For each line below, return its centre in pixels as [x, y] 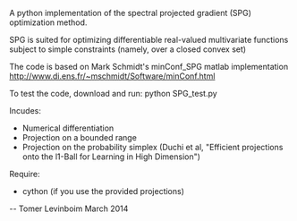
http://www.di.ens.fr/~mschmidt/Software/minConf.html [112, 76]
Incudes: [25, 110]
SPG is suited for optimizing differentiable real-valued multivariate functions [149, 40]
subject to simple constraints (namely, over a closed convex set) [128, 49]
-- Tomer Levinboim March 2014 [69, 208]
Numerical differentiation [68, 128]
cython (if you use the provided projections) [103, 191]
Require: [25, 174]
